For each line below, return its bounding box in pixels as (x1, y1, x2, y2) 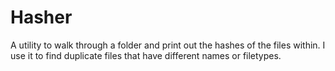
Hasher (10, 6, 73, 29)
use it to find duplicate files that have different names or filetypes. (10, 49, 282, 61)
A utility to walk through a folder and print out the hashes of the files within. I (10, 39, 326, 51)
